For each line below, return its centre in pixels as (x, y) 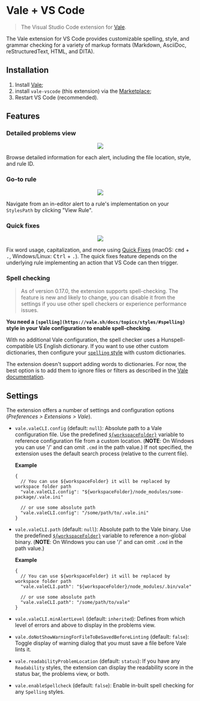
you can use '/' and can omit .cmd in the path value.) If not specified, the (103, 448)
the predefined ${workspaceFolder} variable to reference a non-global (100, 536)
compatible (20, 346)
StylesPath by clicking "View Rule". (50, 210)
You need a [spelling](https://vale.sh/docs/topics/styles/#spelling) (96, 322)
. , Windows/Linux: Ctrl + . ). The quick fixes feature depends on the (92, 256)
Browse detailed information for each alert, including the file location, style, (99, 158)
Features (23, 117)
